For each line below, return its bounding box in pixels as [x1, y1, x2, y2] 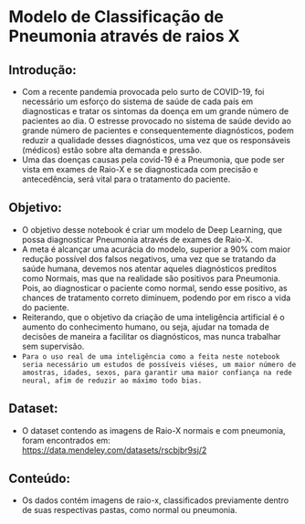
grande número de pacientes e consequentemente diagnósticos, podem [21, 125, 294, 136]
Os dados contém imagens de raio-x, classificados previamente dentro [21, 495, 289, 506]
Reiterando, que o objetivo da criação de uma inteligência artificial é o [21, 311, 285, 322]
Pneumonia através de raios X [8, 26, 240, 47]
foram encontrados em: [21, 435, 110, 445]
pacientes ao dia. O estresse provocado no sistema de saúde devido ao [21, 116, 291, 126]
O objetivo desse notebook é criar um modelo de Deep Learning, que [21, 224, 282, 235]
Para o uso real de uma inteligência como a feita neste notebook [21, 351, 280, 362]
